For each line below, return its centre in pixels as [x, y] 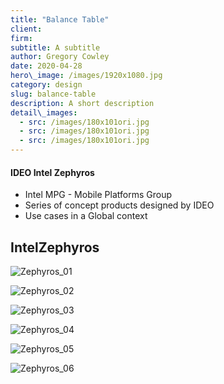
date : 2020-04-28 [46, 66]
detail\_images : [44, 112]
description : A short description [82, 103]
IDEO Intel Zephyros [52, 172]
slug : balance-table [53, 94]
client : [26, 29]
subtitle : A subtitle [55, 47]
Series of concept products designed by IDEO [119, 205]
